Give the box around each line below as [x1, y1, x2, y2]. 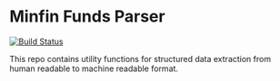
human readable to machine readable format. [9, 63, 179, 74]
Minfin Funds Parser [9, 6, 165, 27]
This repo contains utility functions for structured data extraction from [9, 53, 271, 64]
